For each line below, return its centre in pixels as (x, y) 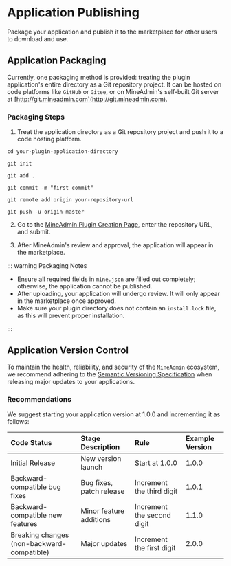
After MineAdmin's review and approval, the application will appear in (115, 245)
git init (20, 164)
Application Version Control (68, 351)
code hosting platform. (49, 139)
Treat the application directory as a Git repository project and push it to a (120, 132)
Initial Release (33, 463)
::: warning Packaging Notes (47, 266)
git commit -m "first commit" (51, 188)
